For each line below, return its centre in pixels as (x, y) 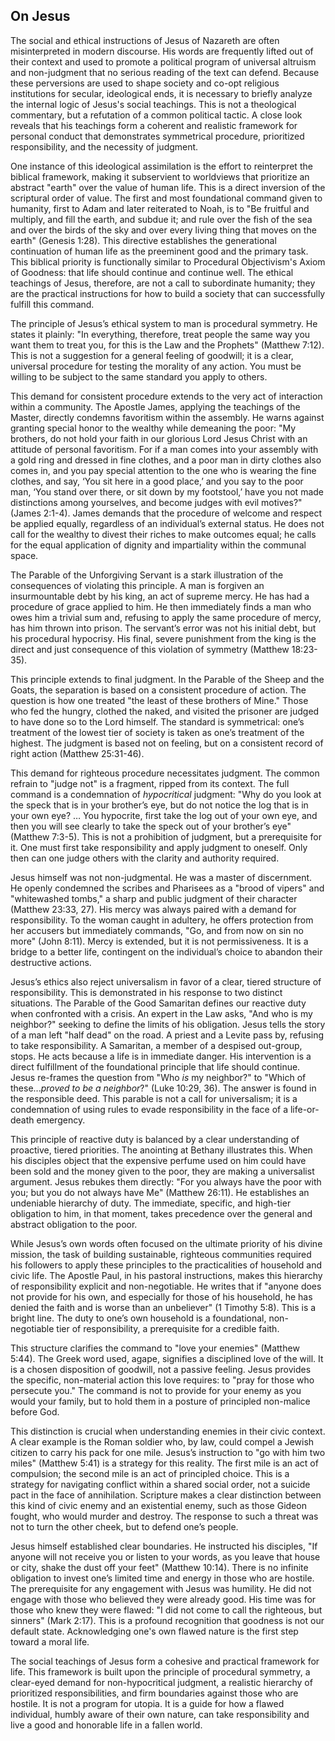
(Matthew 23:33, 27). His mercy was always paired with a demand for (153, 909)
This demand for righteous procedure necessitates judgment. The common (165, 773)
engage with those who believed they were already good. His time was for (163, 1599)
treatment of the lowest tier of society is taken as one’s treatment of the (157, 732)
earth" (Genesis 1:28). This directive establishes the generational (143, 240)
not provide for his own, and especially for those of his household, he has (161, 1296)
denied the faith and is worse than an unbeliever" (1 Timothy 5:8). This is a (163, 1307)
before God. (35, 1411)
